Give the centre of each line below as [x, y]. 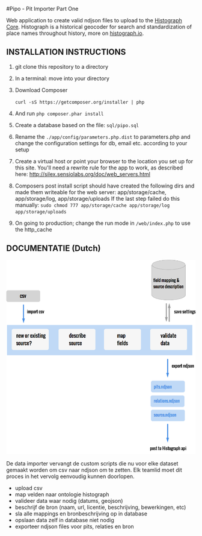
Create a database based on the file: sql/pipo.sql [77, 125]
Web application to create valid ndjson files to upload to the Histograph [94, 20]
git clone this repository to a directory [62, 66]
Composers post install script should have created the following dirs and [105, 186]
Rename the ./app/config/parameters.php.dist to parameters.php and [103, 137]
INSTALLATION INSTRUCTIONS [66, 52]
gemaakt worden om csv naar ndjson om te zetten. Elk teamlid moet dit [94, 470]
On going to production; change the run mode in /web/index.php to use [103, 223]
